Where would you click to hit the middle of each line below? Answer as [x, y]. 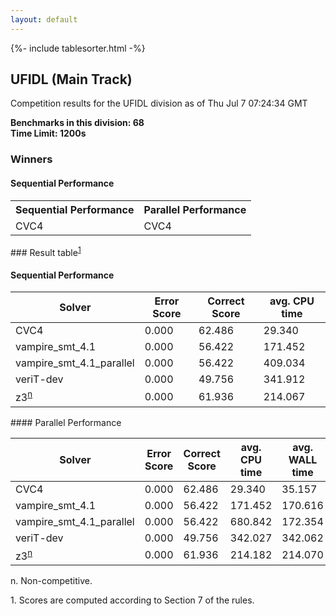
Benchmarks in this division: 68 [77, 123]
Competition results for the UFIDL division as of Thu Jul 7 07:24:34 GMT [159, 103]
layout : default [44, 19]
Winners [31, 159]
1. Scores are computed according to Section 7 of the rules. [132, 600]
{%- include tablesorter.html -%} [78, 48]
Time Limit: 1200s [48, 133]
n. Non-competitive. [51, 581]
